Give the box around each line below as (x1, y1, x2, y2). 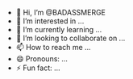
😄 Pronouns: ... (15, 54, 69, 64)
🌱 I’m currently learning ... (15, 25, 102, 34)
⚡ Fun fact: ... (15, 63, 60, 73)
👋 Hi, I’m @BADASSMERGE (15, 8, 106, 17)
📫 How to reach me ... (15, 43, 91, 52)
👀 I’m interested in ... (15, 16, 85, 26)
